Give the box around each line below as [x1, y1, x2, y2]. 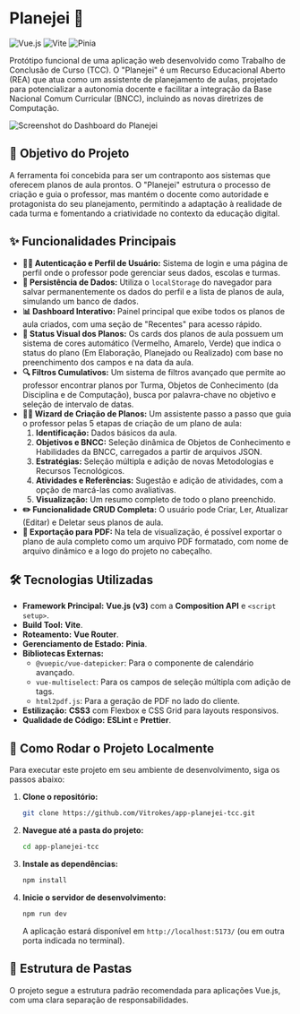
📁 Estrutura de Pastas [9, 961, 133, 976]
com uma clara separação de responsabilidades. [9, 994, 189, 1005]
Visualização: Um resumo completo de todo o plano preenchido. [35, 494, 276, 504]
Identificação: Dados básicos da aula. [35, 427, 177, 438]
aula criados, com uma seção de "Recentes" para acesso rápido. [21, 318, 262, 330]
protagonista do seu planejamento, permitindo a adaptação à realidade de [9, 198, 282, 209]
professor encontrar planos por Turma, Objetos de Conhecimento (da [21, 380, 279, 391]
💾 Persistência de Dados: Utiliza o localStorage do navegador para [21, 277, 272, 288]
